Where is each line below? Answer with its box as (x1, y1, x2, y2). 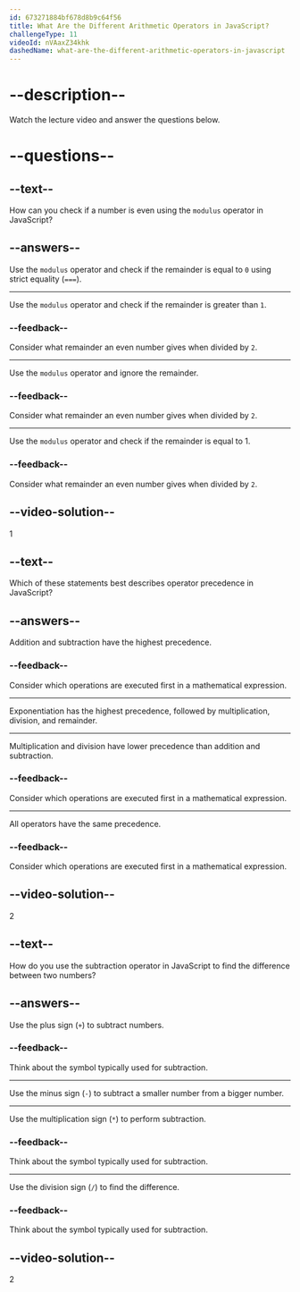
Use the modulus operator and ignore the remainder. (9, 367, 199, 378)
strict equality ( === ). (9, 274, 82, 284)
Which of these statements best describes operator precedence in (9, 578, 254, 588)
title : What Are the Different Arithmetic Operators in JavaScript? (9, 21, 270, 30)
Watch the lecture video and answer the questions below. (9, 114, 221, 125)
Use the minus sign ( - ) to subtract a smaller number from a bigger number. (9, 1087, 284, 1098)
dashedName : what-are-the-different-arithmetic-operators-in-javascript (9, 46, 286, 55)
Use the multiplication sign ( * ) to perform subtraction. (9, 1113, 207, 1124)
